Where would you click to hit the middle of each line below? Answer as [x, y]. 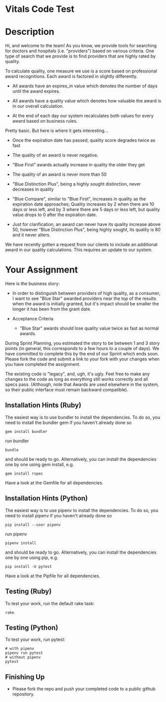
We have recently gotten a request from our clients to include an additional [81, 245]
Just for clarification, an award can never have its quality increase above [86, 224]
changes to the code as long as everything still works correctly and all [77, 379]
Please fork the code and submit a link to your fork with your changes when [83, 359]
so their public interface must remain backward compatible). [67, 390]
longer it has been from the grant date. [52, 309]
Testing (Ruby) [28, 592]
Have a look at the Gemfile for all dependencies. [54, 483]
